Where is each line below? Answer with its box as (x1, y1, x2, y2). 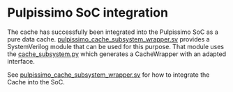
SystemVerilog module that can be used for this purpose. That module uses (7, 42, 225, 50)
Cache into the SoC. (7, 77, 65, 86)
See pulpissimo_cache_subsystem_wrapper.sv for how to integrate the (7, 71, 210, 79)
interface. (7, 57, 35, 65)
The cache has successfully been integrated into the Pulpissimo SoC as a (7, 28, 218, 36)
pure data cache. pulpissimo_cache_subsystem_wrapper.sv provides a (7, 35, 211, 43)
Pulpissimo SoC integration (7, 5, 169, 21)
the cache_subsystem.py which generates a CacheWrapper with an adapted (7, 50, 227, 58)
